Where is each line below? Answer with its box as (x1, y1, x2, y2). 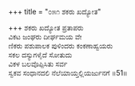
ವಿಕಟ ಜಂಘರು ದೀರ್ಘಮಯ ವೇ (8, 32, 82, 41)
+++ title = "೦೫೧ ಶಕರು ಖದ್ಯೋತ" (8, 7, 101, 16)
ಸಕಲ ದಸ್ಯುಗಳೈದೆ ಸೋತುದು (8, 50, 73, 59)
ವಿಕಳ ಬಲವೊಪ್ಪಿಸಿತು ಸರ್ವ (8, 59, 68, 68)
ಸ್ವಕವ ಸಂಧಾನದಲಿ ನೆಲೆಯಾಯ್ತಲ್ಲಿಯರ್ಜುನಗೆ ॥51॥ (8, 68, 128, 77)
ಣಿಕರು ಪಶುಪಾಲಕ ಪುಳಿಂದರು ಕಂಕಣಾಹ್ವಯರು (8, 41, 113, 51)
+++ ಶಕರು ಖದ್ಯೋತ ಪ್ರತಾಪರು (8, 23, 84, 32)
